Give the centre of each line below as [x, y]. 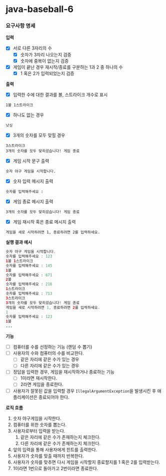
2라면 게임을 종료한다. [42, 384]
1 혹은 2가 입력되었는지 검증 [47, 73]
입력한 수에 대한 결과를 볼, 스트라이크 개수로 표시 [60, 94]
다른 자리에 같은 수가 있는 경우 [50, 365]
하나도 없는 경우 [28, 115]
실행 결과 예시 [19, 242]
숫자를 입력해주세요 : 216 [29, 284]
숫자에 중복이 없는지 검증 [44, 60]
